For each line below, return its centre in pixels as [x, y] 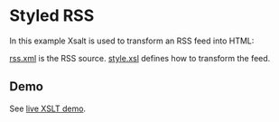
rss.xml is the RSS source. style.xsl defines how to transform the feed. [140, 58]
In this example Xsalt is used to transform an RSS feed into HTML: [132, 41]
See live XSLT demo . [48, 108]
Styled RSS [52, 16]
